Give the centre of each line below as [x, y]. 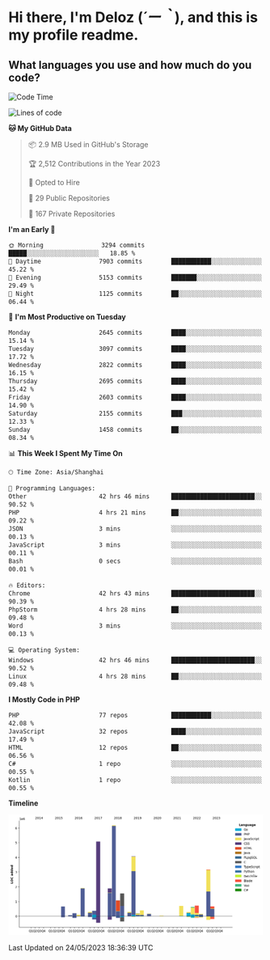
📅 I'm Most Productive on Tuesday [67, 317]
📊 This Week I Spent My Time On [65, 453]
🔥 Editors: [27, 586]
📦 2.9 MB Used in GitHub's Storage [88, 144]
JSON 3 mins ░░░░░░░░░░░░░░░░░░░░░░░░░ [135, 529]
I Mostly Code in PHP [44, 700]
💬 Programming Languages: [52, 488]
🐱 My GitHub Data [40, 128]
